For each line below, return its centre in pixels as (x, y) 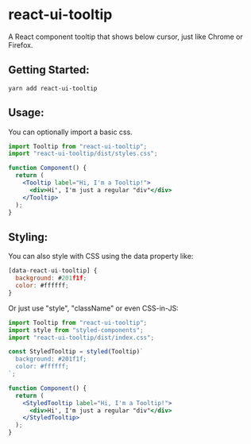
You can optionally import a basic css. (70, 132)
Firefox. (21, 44)
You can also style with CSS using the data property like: (101, 257)
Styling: (28, 237)
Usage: (27, 113)
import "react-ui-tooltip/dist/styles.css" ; (83, 154)
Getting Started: (49, 70)
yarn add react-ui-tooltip (53, 88)
